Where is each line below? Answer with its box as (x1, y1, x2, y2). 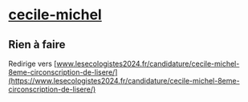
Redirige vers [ (8, 59, 57, 68)
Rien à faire (8, 38, 66, 51)
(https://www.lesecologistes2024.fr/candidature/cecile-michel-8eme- (8, 76, 240, 85)
